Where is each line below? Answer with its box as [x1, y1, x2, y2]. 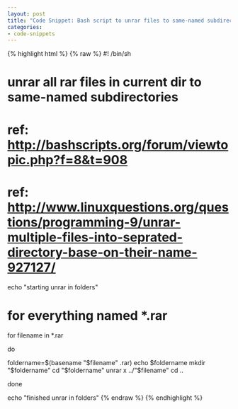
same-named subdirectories [7, 89, 178, 105]
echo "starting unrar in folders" [7, 282, 98, 291]
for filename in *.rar [7, 330, 64, 340]
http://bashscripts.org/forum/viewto [7, 137, 229, 153]
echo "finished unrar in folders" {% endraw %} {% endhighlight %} [7, 393, 203, 402]
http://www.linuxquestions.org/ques [7, 199, 229, 215]
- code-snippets [7, 30, 55, 38]
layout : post [7, 10, 46, 18]
